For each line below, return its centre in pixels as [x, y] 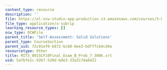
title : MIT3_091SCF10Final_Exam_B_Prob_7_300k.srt [59, 55]
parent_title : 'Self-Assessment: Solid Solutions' [59, 37]
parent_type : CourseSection [34, 42]
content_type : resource [30, 10]
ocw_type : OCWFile [24, 33]
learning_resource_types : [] [35, 28]
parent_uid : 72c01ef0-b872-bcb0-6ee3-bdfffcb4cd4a [59, 46]
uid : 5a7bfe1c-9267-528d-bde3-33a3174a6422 [51, 60]
